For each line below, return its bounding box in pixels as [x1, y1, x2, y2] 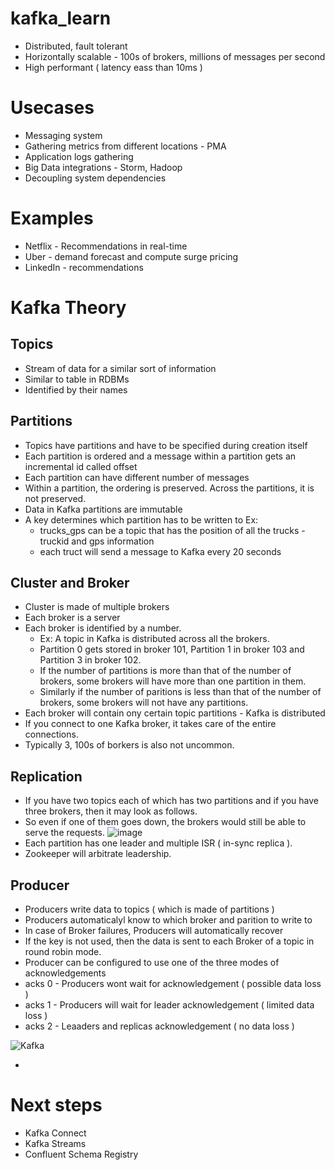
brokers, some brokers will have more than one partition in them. [39, 675, 307, 687]
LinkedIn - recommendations [24, 261, 144, 273]
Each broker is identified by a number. [24, 622, 182, 634]
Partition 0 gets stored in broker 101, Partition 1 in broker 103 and [39, 643, 305, 656]
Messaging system [24, 129, 103, 141]
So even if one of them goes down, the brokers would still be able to [24, 816, 307, 828]
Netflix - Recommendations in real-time [24, 240, 188, 252]
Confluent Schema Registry [24, 1148, 139, 1160]
